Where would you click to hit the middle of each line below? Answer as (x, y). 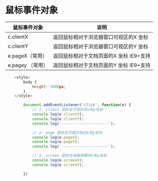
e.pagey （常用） (28, 65)
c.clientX (18, 36)
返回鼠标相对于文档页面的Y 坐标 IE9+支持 (102, 65)
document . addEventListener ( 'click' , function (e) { (77, 105)
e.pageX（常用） (28, 55)
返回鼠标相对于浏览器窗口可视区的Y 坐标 (101, 46)
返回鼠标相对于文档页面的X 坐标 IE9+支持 (102, 55)
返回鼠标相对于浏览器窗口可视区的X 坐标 (101, 37)
